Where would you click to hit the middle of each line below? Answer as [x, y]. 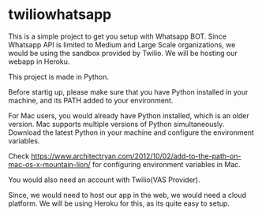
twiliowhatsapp [60, 15]
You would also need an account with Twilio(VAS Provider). [105, 180]
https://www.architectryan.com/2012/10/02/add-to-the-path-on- [136, 156]
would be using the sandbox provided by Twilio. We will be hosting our [123, 53]
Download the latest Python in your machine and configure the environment [131, 132]
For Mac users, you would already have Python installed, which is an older [129, 115]
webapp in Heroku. [39, 61]
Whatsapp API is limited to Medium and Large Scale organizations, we [122, 44]
